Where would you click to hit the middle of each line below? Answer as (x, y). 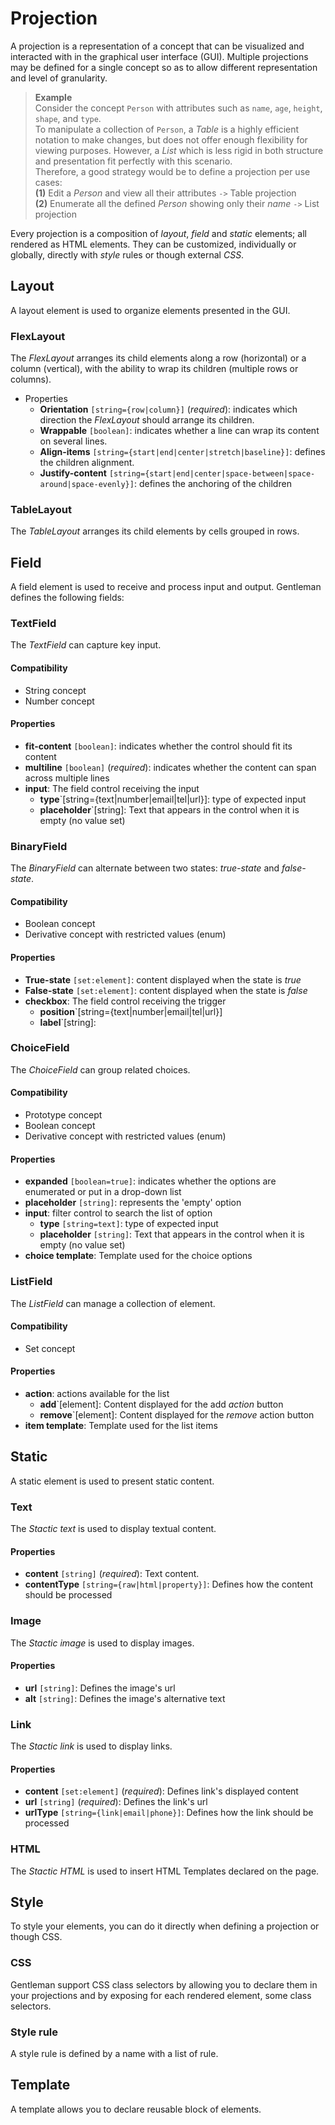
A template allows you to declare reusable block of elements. (136, 2109)
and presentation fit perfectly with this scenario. (133, 161)
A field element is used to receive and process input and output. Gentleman (166, 587)
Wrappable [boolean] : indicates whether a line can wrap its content (179, 431)
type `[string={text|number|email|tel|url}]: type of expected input (173, 799)
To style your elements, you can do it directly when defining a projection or (165, 1926)
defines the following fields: (67, 598)
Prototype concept (63, 1115)
